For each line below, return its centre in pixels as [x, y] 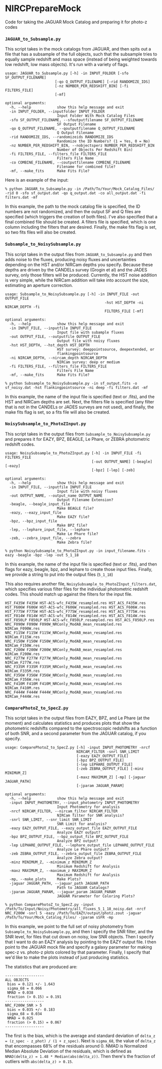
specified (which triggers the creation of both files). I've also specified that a [81, 217]
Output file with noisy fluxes [88, 341]
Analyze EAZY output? [79, 833]
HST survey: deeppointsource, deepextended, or [106, 349]
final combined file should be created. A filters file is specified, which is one [81, 222]
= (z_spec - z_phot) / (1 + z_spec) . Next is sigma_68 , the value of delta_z [81, 1041]
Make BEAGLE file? [75, 508]
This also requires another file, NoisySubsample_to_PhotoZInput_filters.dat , [81, 584]
